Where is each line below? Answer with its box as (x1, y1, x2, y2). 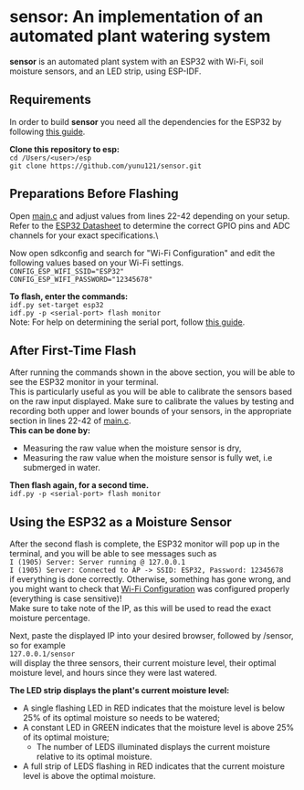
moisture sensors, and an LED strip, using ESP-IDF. (9, 66, 202, 77)
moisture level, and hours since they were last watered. (9, 668, 217, 679)
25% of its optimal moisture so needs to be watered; (22, 712, 221, 723)
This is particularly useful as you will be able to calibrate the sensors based (9, 386, 292, 398)
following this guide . (9, 126, 86, 137)
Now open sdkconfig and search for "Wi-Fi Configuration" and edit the (9, 247, 276, 258)
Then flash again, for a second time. (9, 480, 149, 491)
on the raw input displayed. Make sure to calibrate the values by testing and (9, 396, 295, 407)
